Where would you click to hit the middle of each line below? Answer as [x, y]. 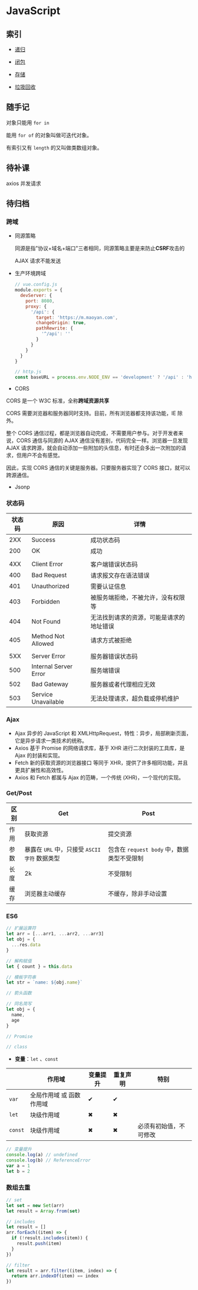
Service [42, 695]
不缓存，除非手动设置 [138, 894]
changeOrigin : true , [61, 323]
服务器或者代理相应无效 [123, 685]
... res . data [26, 945]
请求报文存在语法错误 [120, 576]
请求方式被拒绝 [111, 641]
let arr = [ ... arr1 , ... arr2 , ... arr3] [55, 934]
